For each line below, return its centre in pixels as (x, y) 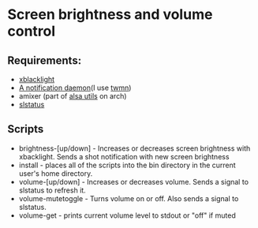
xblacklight (37, 79)
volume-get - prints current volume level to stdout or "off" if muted (127, 215)
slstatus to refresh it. (52, 190)
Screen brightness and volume (110, 15)
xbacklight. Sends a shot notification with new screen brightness (124, 156)
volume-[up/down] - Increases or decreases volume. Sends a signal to (134, 181)
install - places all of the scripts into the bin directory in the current (127, 165)
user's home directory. (56, 173)
